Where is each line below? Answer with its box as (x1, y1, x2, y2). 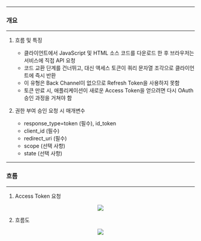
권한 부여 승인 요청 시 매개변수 (14, 107, 86, 115)
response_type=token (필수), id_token (23, 120, 117, 127)
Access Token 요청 (14, 192, 62, 200)
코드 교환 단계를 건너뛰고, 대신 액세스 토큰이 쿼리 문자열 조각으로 (23, 64, 174, 72)
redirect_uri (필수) (23, 135, 67, 142)
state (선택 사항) (23, 150, 63, 157)
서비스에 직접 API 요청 (23, 57, 76, 64)
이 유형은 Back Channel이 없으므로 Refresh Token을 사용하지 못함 (23, 79, 180, 87)
